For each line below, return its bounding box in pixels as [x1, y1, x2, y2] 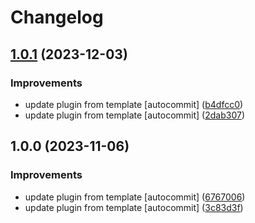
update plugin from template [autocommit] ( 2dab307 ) [24, 109, 246, 121]
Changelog [10, 6, 104, 29]
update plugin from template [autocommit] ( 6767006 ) [24, 191, 246, 203]
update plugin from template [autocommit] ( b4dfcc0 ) [24, 98, 244, 110]
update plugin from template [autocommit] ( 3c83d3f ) [24, 201, 244, 213]
